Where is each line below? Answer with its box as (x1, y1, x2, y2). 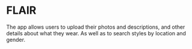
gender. (6, 36, 26, 43)
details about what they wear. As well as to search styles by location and (6, 29, 187, 36)
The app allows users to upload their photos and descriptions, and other (6, 23, 185, 30)
